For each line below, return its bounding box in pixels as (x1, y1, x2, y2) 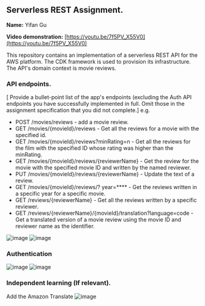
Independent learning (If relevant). (6, 278, 111, 287)
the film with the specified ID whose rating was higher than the (15, 144, 174, 152)
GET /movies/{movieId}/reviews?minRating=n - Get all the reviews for (15, 138, 191, 146)
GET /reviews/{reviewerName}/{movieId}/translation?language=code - (15, 209, 194, 217)
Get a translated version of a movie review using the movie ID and (15, 216, 182, 223)
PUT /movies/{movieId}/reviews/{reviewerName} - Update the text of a (15, 171, 195, 178)
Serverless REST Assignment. (6, 5, 124, 15)
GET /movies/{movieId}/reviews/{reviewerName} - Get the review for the (15, 157, 199, 165)
